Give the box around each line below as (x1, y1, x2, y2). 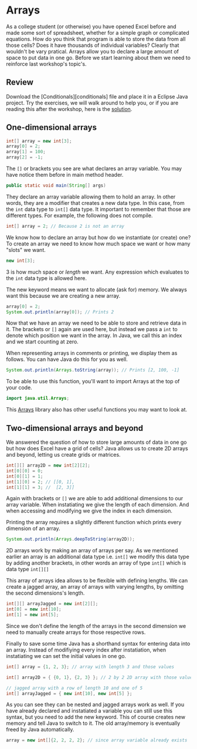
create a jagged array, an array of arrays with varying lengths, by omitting (6, 583, 184, 591)
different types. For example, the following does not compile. (6, 212, 153, 219)
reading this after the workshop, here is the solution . (6, 105, 133, 112)
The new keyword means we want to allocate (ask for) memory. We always (6, 286, 188, 293)
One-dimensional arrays (6, 123, 97, 133)
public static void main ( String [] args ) (6, 183, 107, 188)
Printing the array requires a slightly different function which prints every (6, 519, 182, 526)
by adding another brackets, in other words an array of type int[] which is (6, 559, 186, 566)
